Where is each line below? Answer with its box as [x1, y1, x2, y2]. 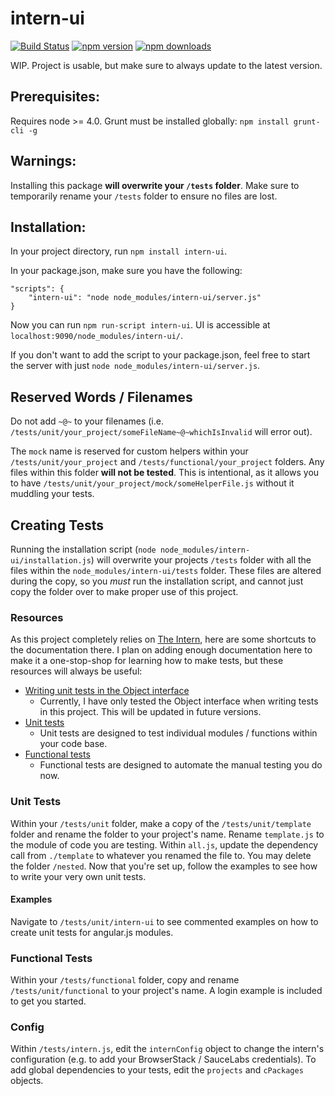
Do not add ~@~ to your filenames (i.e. [10, 415, 164, 427]
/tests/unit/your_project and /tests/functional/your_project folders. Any [10, 456, 325, 468]
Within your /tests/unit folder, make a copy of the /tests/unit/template [10, 817, 312, 829]
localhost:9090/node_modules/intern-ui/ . [10, 330, 184, 342]
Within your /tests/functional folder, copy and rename [10, 974, 240, 986]
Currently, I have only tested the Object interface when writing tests [39, 695, 319, 707]
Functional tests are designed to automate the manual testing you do [39, 759, 323, 771]
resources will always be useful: [10, 665, 143, 677]
